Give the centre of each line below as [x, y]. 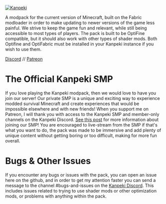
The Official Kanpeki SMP [59, 79]
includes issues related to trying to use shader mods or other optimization [81, 190]
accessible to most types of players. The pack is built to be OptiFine [75, 33]
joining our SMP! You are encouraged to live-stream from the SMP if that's [82, 124]
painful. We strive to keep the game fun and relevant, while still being [76, 28]
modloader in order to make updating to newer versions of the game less [80, 23]
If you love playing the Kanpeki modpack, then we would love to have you [81, 93]
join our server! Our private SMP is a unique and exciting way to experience [83, 98]
